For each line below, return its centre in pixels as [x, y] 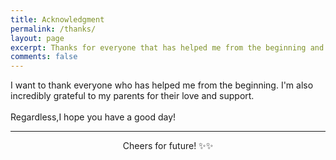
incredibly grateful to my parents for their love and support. [132, 96]
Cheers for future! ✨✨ [168, 146]
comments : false [44, 57]
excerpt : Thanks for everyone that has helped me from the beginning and [167, 47]
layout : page [37, 38]
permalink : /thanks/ [53, 29]
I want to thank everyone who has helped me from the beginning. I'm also [162, 85]
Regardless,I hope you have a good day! [93, 117]
